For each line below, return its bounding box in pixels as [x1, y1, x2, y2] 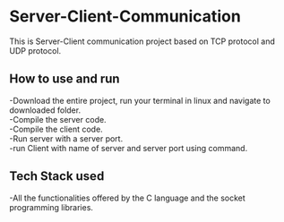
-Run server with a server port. [9, 132, 124, 144]
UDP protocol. [9, 45, 62, 55]
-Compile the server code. [9, 114, 107, 124]
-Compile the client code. [9, 124, 103, 134]
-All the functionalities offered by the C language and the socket [9, 192, 246, 203]
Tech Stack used [9, 168, 105, 184]
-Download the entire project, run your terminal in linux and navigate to [9, 95, 271, 106]
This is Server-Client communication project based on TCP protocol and [9, 36, 275, 47]
